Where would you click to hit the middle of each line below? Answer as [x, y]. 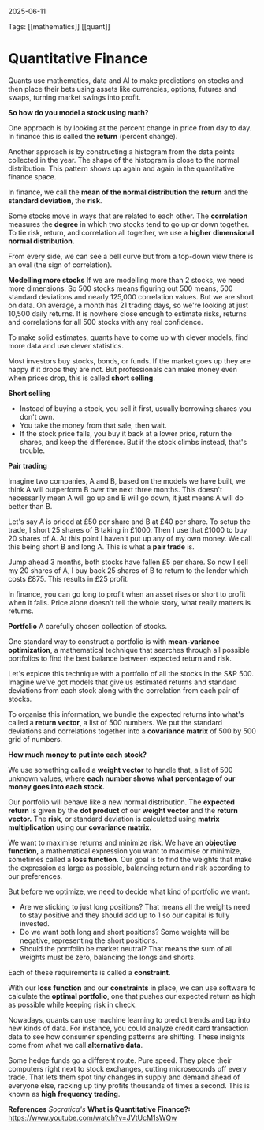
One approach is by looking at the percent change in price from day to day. [130, 128]
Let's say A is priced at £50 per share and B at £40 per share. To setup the [129, 522]
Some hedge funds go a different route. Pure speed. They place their [120, 1060]
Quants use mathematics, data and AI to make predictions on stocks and [126, 80]
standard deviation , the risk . [55, 200]
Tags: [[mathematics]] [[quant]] [59, 26]
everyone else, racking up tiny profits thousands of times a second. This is [129, 1085]
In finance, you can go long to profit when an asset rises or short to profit [127, 594]
